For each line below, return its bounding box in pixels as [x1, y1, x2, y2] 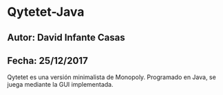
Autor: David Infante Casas [7, 32, 125, 43]
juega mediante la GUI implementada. [7, 81, 114, 89]
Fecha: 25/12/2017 [7, 54, 88, 66]
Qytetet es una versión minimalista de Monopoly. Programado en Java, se [7, 73, 217, 81]
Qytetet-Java [7, 4, 85, 20]
